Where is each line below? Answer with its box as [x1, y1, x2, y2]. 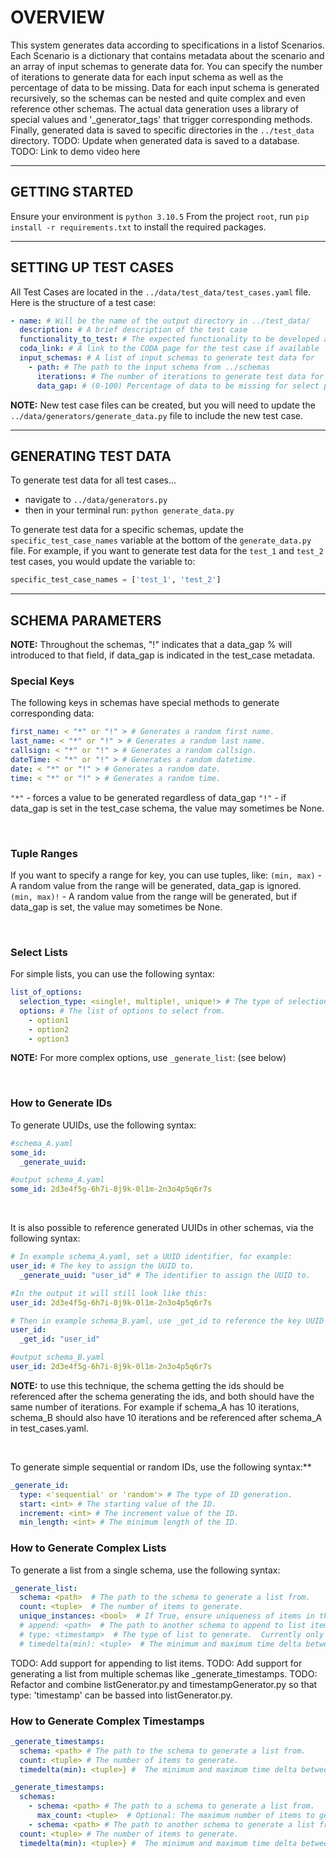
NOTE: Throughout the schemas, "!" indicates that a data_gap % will [10, 639, 293, 651]
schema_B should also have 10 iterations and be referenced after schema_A [10, 1411, 323, 1423]
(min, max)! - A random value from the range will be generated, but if [10, 890, 298, 902]
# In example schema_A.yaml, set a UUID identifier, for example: [10, 1252, 293, 1262]
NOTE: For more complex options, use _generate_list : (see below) [10, 1052, 287, 1064]
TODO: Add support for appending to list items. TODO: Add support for [10, 1657, 303, 1669]
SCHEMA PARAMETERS [10, 612, 162, 629]
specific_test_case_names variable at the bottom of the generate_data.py [10, 534, 312, 546]
